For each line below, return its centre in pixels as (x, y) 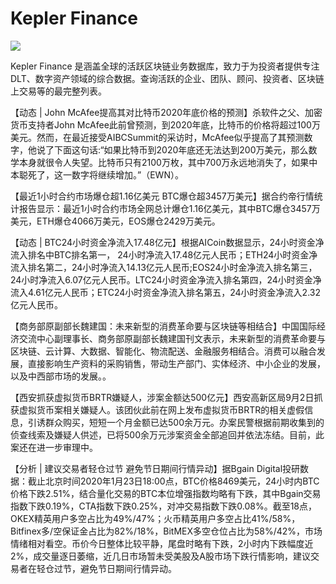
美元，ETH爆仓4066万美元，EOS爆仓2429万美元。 (115, 221)
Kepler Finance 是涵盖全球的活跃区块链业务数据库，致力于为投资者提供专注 (165, 66)
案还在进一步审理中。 (54, 447)
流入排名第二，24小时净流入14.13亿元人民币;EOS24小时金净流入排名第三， (164, 267)
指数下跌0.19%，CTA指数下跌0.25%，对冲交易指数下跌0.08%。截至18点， (164, 506)
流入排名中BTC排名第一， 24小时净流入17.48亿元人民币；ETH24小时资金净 (164, 254)
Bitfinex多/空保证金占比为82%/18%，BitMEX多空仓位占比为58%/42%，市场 (166, 531)
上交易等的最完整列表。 (58, 91)
